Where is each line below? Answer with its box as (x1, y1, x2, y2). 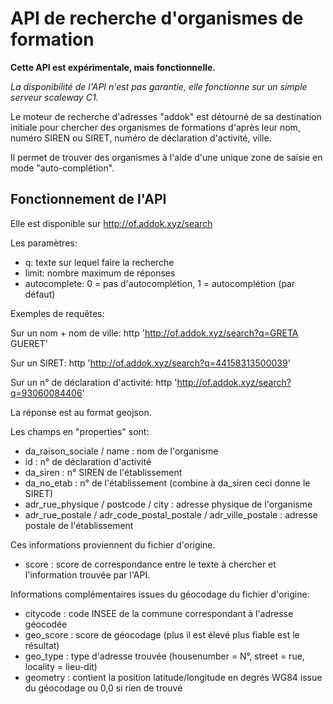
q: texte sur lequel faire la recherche (24, 256, 175, 268)
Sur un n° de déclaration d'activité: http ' (10, 376, 178, 388)
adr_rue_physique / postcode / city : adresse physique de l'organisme (24, 498, 313, 510)
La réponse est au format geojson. (10, 406, 152, 418)
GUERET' (10, 337, 48, 349)
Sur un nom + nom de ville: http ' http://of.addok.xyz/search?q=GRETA (10, 327, 299, 339)
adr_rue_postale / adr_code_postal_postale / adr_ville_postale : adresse (24, 508, 318, 521)
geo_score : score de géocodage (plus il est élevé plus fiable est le (24, 628, 300, 641)
